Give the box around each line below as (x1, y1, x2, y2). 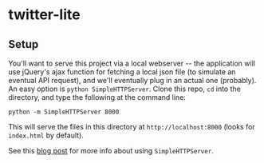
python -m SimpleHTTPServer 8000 (8, 108, 120, 116)
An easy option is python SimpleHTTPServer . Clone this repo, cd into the (8, 84, 241, 93)
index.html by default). (8, 130, 84, 140)
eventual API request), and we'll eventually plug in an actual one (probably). (8, 76, 257, 85)
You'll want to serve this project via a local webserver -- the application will (8, 58, 255, 68)
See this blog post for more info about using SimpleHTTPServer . (8, 146, 214, 155)
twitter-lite (8, 6, 81, 24)
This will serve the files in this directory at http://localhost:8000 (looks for (8, 122, 255, 131)
